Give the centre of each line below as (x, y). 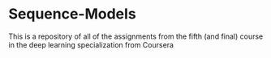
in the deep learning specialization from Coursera (91, 44)
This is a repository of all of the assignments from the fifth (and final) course (136, 36)
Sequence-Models (72, 14)
